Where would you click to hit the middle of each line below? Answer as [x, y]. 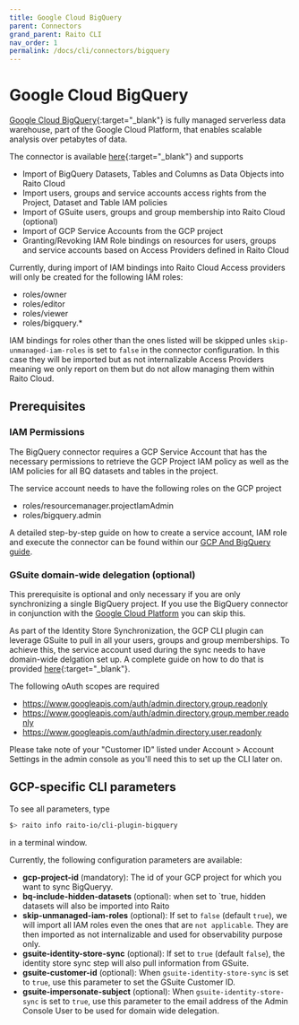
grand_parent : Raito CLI [56, 34]
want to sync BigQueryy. [68, 886]
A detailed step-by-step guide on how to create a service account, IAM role [149, 532]
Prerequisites [47, 407]
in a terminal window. [48, 842]
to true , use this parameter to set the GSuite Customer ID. [128, 982]
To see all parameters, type [60, 809]
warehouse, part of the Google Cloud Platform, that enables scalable [136, 130]
